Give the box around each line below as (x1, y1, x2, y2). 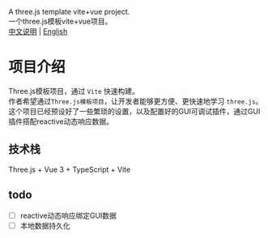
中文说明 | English (8, 27, 68, 36)
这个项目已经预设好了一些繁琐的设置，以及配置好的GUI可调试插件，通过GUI (8, 106, 261, 116)
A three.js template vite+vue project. (8, 7, 130, 16)
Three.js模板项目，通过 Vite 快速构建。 (8, 86, 140, 96)
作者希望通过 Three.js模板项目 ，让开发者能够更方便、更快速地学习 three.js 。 (8, 96, 263, 106)
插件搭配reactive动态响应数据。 (8, 117, 113, 126)
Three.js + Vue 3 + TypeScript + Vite (8, 164, 131, 174)
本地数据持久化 (19, 220, 70, 230)
